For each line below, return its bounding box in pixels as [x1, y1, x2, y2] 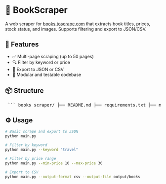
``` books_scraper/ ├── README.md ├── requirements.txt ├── [7, 102, 157, 108]
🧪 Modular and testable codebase [12, 72, 82, 77]
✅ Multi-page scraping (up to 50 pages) [12, 53, 94, 59]
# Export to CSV [5, 170, 39, 175]
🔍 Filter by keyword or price [12, 59, 70, 65]
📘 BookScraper [5, 4, 68, 16]
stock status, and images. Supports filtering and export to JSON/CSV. [5, 26, 147, 32]
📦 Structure [5, 86, 44, 95]
